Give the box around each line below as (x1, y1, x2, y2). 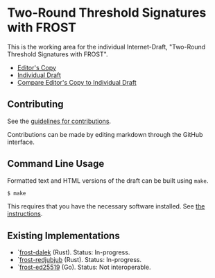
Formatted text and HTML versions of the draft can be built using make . (7, 176, 209, 185)
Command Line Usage (7, 158, 105, 170)
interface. (7, 138, 35, 146)
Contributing (7, 99, 64, 111)
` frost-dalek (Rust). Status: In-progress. (17, 248, 130, 256)
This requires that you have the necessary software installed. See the (7, 202, 205, 211)
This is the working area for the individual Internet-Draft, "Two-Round (7, 42, 206, 51)
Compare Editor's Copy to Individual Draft (17, 78, 137, 86)
